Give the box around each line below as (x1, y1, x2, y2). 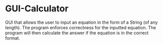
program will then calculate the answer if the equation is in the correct (5, 30, 149, 36)
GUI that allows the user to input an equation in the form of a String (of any (5, 19, 158, 25)
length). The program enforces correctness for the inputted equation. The (5, 24, 157, 30)
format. (5, 35, 20, 41)
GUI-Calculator (5, 3, 69, 14)
